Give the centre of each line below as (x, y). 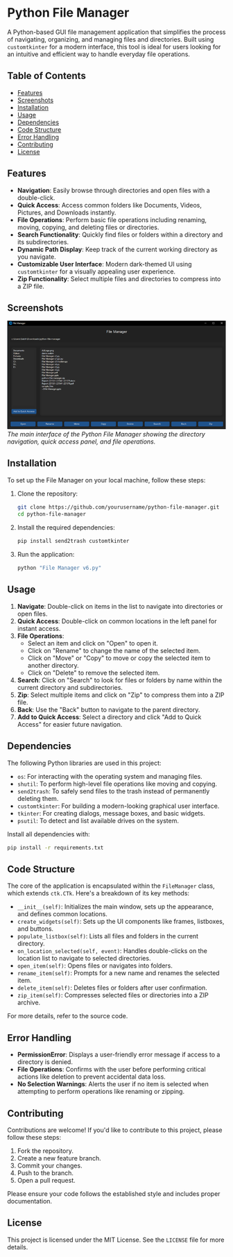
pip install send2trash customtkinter (73, 541)
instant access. (39, 628)
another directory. (53, 665)
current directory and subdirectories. (70, 687)
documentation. (30, 1201)
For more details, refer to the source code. (68, 1016)
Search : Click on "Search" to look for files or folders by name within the (120, 680)
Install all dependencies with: (49, 834)
